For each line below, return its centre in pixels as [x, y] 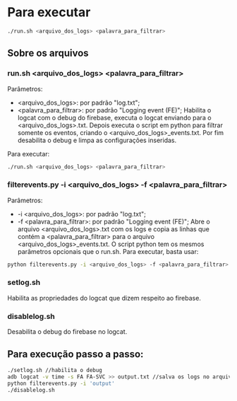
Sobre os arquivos [48, 53]
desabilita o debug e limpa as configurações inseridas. [97, 140]
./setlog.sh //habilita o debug [55, 370]
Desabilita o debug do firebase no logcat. [67, 332]
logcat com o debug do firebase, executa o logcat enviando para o [114, 117]
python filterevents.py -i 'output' [61, 383]
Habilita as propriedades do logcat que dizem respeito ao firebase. [104, 298]
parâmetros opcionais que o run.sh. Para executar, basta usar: [108, 251]
